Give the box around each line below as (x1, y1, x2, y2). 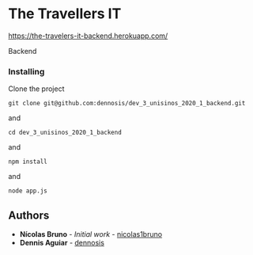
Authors (8, 208, 50, 222)
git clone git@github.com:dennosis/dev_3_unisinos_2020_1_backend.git (8, 100, 246, 108)
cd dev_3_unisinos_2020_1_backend (8, 128, 123, 137)
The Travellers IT (8, 5, 122, 23)
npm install (8, 158, 47, 166)
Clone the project (8, 84, 65, 93)
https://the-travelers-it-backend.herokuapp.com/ (8, 31, 168, 40)
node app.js (8, 187, 47, 195)
